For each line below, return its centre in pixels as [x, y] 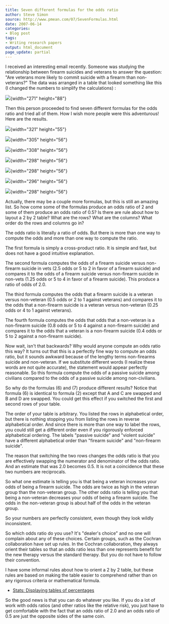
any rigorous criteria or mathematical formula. [53, 580]
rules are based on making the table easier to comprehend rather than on [81, 575]
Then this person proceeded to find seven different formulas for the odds [81, 108]
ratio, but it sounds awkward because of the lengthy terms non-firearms [80, 357]
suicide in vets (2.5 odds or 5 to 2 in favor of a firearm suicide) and [91, 268]
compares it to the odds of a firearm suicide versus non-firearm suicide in [82, 273]
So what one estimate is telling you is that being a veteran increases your [81, 481]
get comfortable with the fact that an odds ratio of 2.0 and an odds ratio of [82, 610]
